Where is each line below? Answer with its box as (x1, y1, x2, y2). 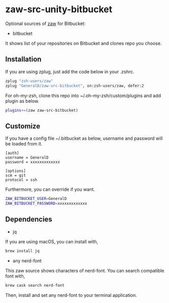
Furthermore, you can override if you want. (5, 186, 95, 192)
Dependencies (5, 215, 52, 224)
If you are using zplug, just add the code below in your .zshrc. (5, 68, 134, 74)
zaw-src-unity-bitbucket (5, 4, 113, 15)
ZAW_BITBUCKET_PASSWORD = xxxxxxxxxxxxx (5, 201, 87, 206)
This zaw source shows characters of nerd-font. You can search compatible (5, 267, 164, 273)
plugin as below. (5, 98, 40, 104)
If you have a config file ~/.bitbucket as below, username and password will (5, 135, 163, 141)
